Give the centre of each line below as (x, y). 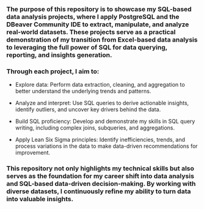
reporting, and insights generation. (59, 55)
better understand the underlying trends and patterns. (83, 91)
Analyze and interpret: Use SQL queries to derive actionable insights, (102, 103)
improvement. (33, 153)
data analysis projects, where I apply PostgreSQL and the (93, 16)
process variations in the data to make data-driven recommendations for (106, 146)
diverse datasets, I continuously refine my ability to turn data (99, 191)
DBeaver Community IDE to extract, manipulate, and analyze (98, 24)
